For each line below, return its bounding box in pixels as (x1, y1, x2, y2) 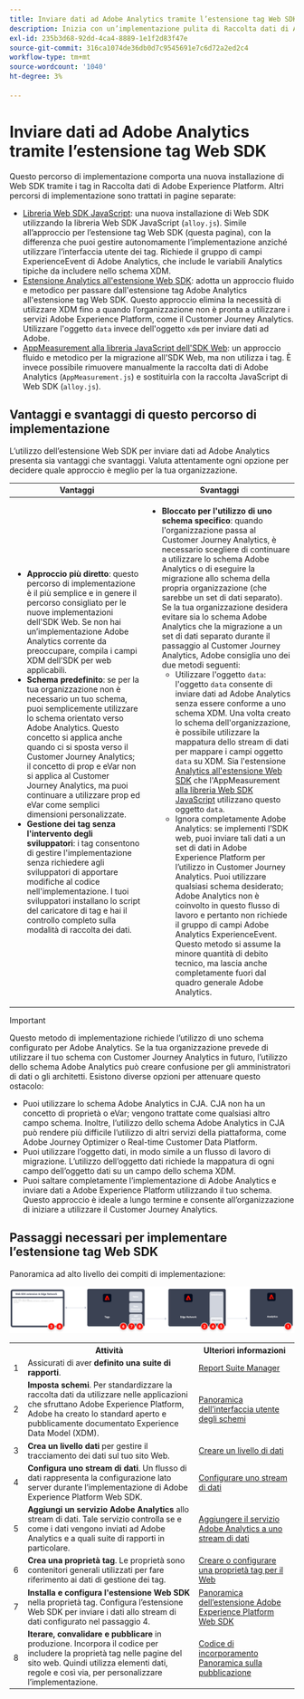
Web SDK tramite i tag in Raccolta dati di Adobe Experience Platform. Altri (9, 180, 284, 191)
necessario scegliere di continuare (161, 544, 290, 555)
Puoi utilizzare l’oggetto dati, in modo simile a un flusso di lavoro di (22, 1146, 271, 1157)
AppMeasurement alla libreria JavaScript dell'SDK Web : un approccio (22, 342, 281, 353)
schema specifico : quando (161, 515, 264, 526)
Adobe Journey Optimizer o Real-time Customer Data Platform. (22, 1137, 258, 1147)
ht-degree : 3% (9, 72, 63, 82)
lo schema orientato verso (26, 712, 124, 724)
